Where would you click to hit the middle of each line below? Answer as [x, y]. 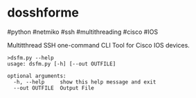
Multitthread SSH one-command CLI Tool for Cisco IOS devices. [99, 45]
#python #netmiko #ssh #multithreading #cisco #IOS [82, 32]
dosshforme [43, 13]
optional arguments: [37, 76]
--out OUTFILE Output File [54, 88]
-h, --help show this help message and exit [85, 82]
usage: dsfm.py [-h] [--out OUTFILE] [62, 63]
